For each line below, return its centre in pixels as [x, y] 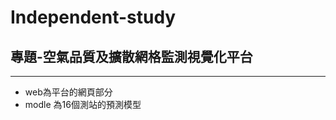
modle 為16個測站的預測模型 [83, 104]
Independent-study [93, 17]
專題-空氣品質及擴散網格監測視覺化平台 [131, 56]
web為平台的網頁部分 [68, 92]
